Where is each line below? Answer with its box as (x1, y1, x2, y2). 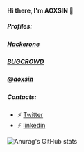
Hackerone (7, 40, 40, 48)
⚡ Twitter (17, 111, 44, 119)
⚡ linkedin (17, 121, 46, 130)
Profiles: (7, 22, 33, 31)
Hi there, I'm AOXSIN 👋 (7, 6, 74, 15)
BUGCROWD (7, 57, 44, 66)
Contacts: (7, 92, 37, 101)
